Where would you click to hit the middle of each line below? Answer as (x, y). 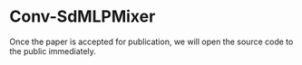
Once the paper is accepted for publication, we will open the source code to (151, 42)
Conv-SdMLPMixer (83, 17)
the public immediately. (53, 51)
